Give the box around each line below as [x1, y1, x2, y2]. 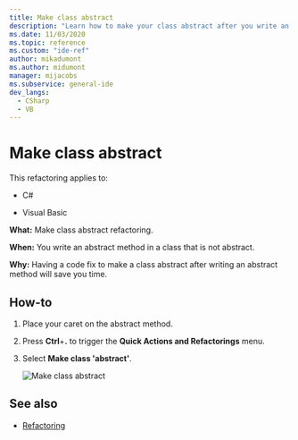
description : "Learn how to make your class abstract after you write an [9, 21, 290, 30]
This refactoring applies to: [9, 173, 109, 183]
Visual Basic [21, 207, 68, 218]
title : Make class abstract [9, 13, 114, 22]
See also [9, 396, 58, 411]
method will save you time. [9, 269, 108, 280]
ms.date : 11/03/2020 [9, 30, 87, 38]
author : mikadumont [9, 55, 82, 63]
